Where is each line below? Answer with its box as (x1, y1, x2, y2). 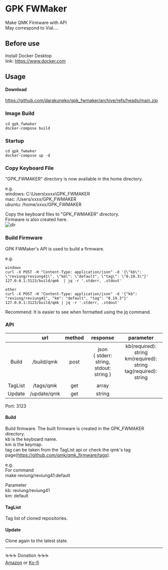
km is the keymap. (5, 441, 43, 447)
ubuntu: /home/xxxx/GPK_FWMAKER (5, 201, 81, 207)
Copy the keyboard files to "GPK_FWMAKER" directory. (5, 211, 119, 217)
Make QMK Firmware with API (5, 19, 67, 25)
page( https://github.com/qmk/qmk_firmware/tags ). (5, 452, 110, 458)
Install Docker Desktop (5, 52, 52, 58)
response (91, 334, 114, 341)
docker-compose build (5, 125, 50, 130)
